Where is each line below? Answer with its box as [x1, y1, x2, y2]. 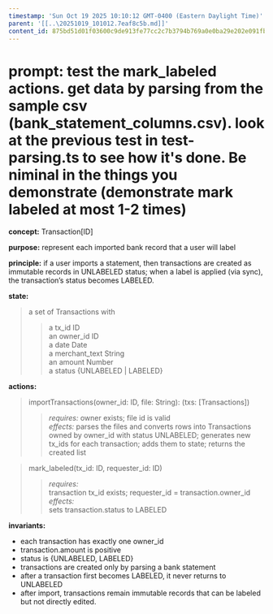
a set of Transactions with [28, 307, 115, 317]
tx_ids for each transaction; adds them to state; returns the [48, 439, 245, 449]
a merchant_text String [48, 348, 125, 358]
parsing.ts [8, 148, 80, 166]
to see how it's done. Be [82, 148, 247, 166]
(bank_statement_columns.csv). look [8, 114, 265, 132]
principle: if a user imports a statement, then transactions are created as [8, 258, 252, 268]
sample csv [8, 97, 88, 115]
